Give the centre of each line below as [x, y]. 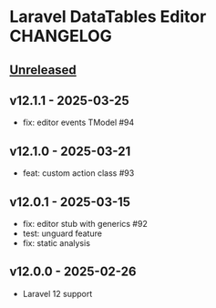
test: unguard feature [62, 233]
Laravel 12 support [57, 293]
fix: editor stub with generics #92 [85, 224]
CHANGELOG [61, 36]
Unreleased [43, 70]
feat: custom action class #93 [78, 173]
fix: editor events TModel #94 [78, 123]
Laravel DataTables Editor [108, 17]
